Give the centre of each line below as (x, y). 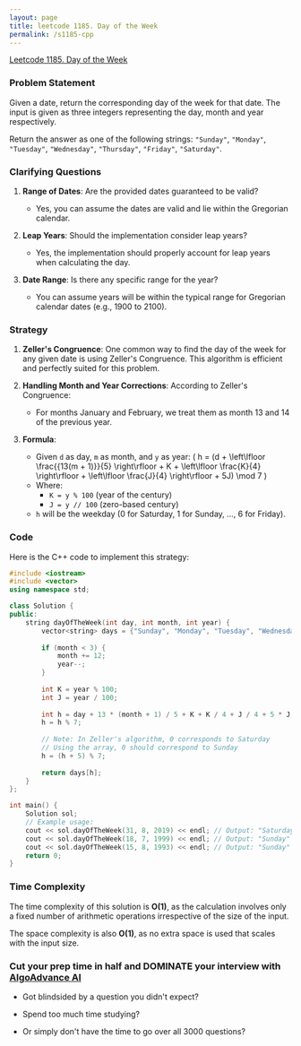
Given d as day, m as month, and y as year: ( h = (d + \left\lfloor (150, 457)
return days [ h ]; (72, 773)
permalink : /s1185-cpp (52, 34)
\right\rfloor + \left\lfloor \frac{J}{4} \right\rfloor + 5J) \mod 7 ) (151, 476)
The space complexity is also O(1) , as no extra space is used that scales (142, 933)
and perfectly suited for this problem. (90, 368)
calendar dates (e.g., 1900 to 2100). (101, 307)
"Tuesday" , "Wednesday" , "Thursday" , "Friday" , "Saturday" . (116, 148)
